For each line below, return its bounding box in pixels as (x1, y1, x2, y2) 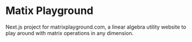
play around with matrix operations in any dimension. (5, 29, 134, 36)
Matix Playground (5, 4, 94, 17)
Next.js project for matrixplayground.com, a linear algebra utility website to (5, 23, 186, 30)
